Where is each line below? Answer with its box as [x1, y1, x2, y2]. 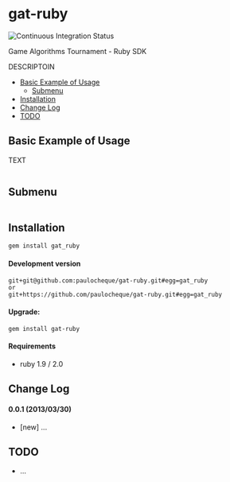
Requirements [8, 341, 57, 351]
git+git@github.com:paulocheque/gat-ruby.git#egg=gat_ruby [8, 276, 209, 285]
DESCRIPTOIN [8, 61, 56, 72]
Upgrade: [8, 307, 41, 317]
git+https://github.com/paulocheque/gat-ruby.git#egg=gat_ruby [8, 290, 223, 298]
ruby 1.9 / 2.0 [19, 359, 64, 368]
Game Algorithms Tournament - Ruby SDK [8, 46, 147, 56]
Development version [8, 258, 81, 268]
